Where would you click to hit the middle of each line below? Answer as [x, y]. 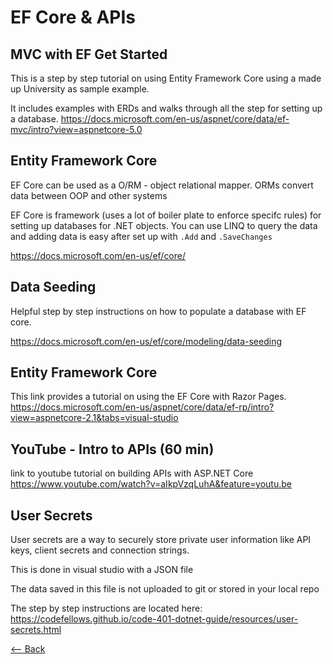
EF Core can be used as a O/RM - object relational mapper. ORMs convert [162, 185]
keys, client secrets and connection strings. [100, 550]
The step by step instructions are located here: [106, 608]
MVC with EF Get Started [89, 54]
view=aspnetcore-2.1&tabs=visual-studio [94, 418]
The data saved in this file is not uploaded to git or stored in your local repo [165, 589]
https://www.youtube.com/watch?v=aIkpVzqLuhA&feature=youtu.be [151, 484]
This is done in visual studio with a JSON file [102, 570]
